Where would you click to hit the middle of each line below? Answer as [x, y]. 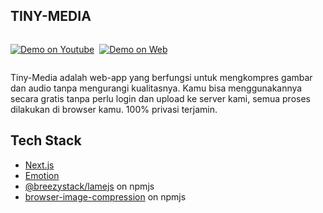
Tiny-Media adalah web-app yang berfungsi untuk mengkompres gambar [161, 77]
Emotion [42, 175]
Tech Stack [46, 140]
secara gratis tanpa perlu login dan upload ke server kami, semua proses [160, 98]
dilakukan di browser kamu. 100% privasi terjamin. [114, 109]
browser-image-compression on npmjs [105, 196]
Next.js [39, 165]
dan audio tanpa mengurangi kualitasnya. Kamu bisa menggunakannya [156, 88]
